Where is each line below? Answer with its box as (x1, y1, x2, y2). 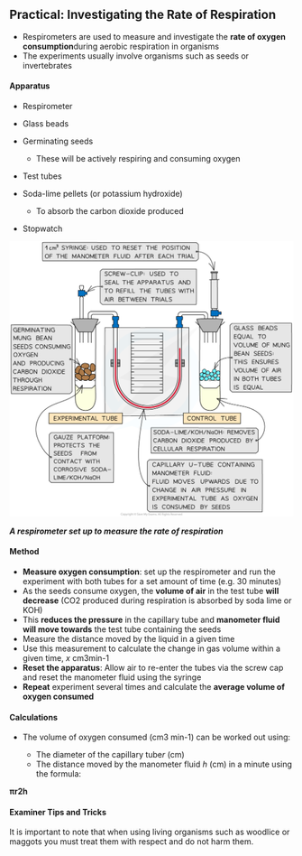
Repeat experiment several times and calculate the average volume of (22, 681, 286, 692)
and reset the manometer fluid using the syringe (22, 672, 202, 683)
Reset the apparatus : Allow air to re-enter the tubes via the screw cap (22, 662, 284, 673)
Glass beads (22, 118, 69, 129)
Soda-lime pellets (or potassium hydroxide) (22, 189, 183, 200)
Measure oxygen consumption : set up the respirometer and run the (22, 566, 277, 577)
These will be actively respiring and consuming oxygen (35, 154, 241, 164)
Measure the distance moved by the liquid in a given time (22, 633, 235, 644)
